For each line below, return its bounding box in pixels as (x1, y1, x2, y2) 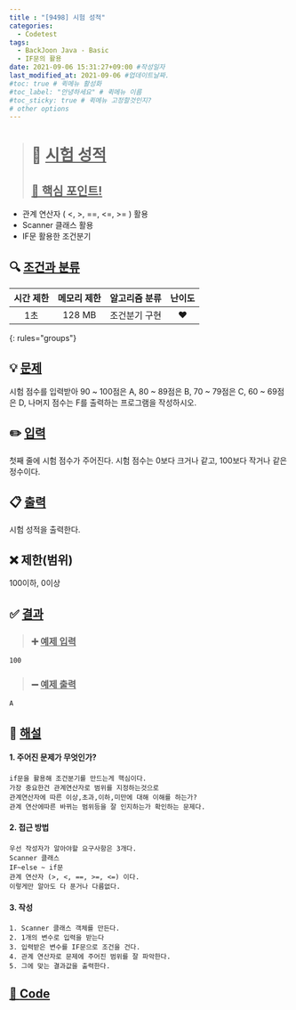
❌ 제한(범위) (9, 552, 74, 567)
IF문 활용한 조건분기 (21, 231, 92, 241)
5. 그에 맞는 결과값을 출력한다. (9, 962, 111, 971)
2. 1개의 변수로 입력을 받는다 (9, 933, 105, 942)
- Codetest (17, 29, 58, 38)
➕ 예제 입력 (30, 635, 77, 648)
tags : (9, 37, 29, 47)
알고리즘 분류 (109, 292, 162, 305)
